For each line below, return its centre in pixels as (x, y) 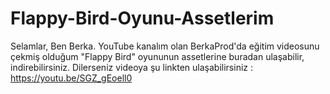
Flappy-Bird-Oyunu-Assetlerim (142, 18)
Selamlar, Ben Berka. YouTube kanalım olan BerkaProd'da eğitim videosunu (165, 46)
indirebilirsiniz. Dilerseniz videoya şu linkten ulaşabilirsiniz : (131, 67)
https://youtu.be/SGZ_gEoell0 (71, 78)
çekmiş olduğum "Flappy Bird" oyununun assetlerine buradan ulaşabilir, (157, 56)
